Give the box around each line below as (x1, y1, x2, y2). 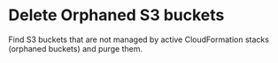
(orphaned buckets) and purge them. (8, 43, 143, 53)
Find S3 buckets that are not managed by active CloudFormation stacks (8, 34, 269, 45)
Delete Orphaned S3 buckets (8, 5, 225, 25)
